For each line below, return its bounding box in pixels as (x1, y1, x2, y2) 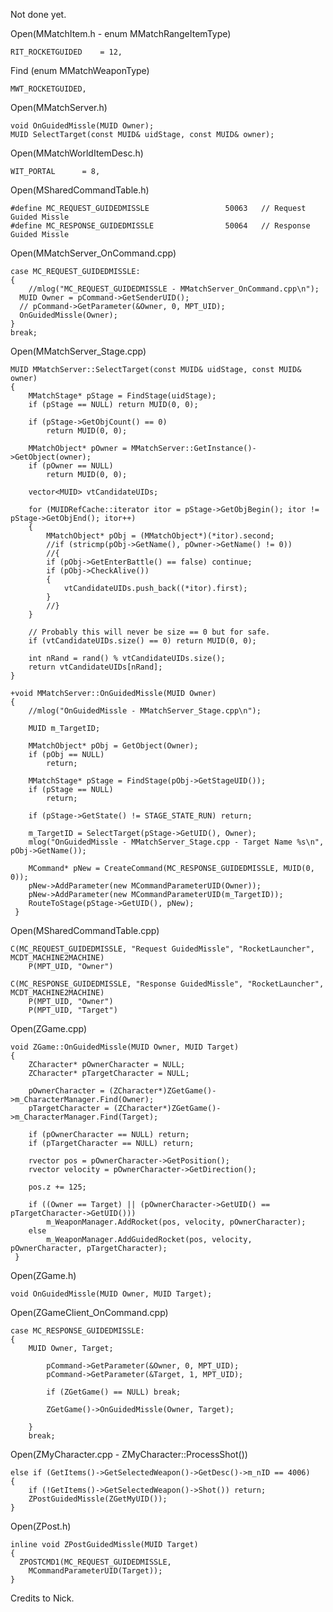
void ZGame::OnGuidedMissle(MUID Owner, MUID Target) (10, 1042, 240, 1052)
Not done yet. (10, 9, 67, 20)
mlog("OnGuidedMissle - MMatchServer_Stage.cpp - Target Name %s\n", (28, 837, 325, 847)
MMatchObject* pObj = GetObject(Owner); (28, 741, 199, 751)
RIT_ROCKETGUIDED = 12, (10, 47, 123, 57)
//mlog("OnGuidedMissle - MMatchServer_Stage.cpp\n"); (28, 706, 262, 716)
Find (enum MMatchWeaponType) (10, 65, 150, 76)
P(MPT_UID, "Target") (28, 1005, 118, 1015)
